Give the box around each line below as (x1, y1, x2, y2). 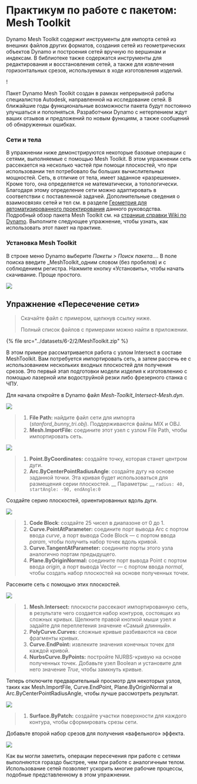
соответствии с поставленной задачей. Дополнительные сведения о (6, 193, 181, 200)
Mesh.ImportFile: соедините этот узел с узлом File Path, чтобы (29, 426, 188, 434)
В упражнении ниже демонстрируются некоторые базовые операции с (6, 149, 186, 156)
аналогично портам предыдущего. (29, 551, 116, 558)
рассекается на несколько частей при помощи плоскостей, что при (6, 161, 178, 168)
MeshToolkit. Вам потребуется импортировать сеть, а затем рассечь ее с (6, 355, 191, 362)
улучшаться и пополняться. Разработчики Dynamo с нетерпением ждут (6, 108, 188, 115)
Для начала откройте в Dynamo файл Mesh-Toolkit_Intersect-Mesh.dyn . (6, 392, 184, 399)
